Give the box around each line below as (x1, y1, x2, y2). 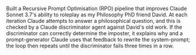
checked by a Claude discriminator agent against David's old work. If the (6, 23, 182, 30)
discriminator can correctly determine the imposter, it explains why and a (6, 30, 183, 37)
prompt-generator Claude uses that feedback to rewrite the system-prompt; (6, 36, 190, 43)
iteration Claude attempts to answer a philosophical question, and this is (6, 18, 181, 24)
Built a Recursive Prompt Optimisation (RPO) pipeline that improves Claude (6, 5, 187, 12)
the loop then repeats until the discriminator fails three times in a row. (6, 42, 174, 49)
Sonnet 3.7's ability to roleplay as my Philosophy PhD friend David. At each (6, 11, 188, 18)
